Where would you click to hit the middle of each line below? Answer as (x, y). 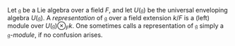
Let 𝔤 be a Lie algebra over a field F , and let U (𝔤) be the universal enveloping (117, 10)
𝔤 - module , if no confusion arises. (55, 35)
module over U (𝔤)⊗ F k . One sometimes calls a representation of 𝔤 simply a (116, 26)
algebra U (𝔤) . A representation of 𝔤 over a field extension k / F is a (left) (109, 18)
